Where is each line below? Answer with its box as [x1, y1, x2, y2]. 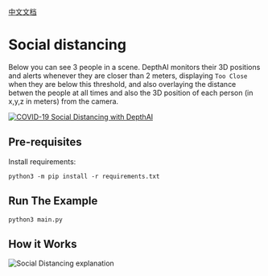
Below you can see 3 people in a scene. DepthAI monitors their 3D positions [8, 62, 261, 72]
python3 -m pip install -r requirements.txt [8, 172, 160, 180]
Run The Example [8, 194, 98, 208]
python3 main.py [8, 216, 63, 224]
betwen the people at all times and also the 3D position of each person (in [8, 88, 254, 97]
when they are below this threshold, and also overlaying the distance [8, 79, 237, 89]
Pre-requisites [8, 135, 82, 149]
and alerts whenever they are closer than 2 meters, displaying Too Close [8, 71, 248, 80]
